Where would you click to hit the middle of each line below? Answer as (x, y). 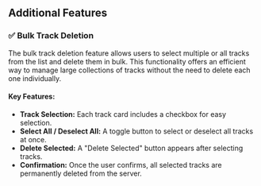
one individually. (35, 78)
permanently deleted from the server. (81, 173)
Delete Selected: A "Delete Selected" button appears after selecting (131, 148)
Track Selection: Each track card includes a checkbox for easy (123, 114)
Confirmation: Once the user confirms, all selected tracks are (121, 165)
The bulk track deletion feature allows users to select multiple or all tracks (129, 53)
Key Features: (32, 97)
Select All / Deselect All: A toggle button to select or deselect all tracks (136, 131)
